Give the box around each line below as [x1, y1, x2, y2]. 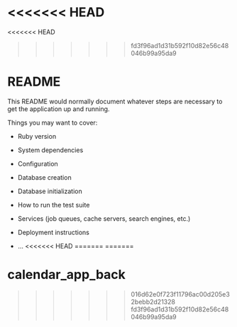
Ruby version [17, 132, 57, 140]
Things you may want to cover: [7, 118, 98, 127]
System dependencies [17, 146, 84, 154]
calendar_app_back [7, 267, 126, 283]
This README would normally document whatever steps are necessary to [7, 97, 223, 105]
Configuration [17, 159, 58, 168]
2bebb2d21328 [131, 297, 176, 306]
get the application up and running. [7, 104, 110, 113]
